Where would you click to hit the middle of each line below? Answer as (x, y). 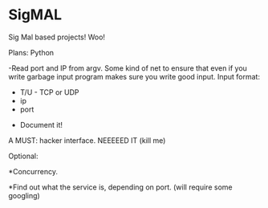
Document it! (41, 124)
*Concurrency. (33, 171)
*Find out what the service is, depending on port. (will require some (120, 187)
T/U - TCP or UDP (49, 92)
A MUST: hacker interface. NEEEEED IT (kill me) (87, 140)
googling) (24, 195)
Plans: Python (31, 52)
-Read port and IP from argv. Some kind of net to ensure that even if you (128, 68)
